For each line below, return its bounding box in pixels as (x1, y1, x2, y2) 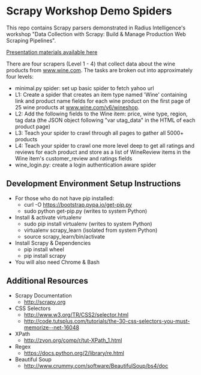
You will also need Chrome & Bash (14, 258, 100, 266)
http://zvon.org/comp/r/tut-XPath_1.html (23, 337, 122, 344)
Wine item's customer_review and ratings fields (14, 154, 133, 162)
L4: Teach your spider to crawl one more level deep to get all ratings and (14, 142, 195, 149)
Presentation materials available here (6, 48, 98, 55)
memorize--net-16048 (23, 323, 80, 331)
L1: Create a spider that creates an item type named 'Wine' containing (14, 91, 187, 98)
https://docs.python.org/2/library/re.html (23, 349, 124, 356)
